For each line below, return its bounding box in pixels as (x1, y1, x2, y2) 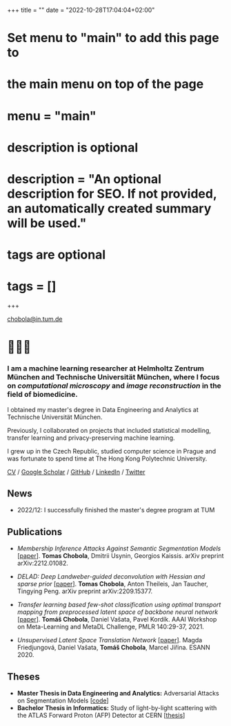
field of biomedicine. (7, 390, 78, 400)
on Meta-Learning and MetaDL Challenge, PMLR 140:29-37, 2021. (17, 622, 205, 631)
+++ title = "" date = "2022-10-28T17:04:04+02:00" (7, 6, 155, 14)
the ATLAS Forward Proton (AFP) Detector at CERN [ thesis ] (17, 711, 185, 719)
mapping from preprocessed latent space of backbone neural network (17, 608, 219, 616)
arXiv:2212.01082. (17, 559, 69, 568)
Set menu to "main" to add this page (7, 30, 219, 46)
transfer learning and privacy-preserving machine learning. (7, 434, 175, 442)
